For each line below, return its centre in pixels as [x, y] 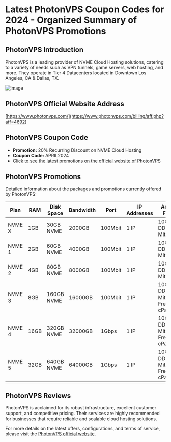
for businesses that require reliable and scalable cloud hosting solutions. [81, 419]
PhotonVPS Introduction [45, 50]
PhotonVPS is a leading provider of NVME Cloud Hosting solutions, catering [84, 62]
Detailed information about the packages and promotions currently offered [83, 189]
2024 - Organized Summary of [71, 20]
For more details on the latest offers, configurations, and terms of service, [83, 429]
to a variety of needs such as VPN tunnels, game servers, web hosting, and [84, 67]
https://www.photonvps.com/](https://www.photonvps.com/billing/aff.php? [85, 116]
